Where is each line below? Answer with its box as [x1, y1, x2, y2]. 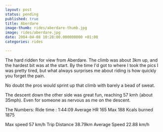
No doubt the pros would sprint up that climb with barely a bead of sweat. [5, 82, 156, 88]
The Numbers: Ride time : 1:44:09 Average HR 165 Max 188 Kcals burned [5, 106, 153, 112]
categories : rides [5, 39, 43, 44]
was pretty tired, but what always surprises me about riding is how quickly [5, 67, 157, 73]
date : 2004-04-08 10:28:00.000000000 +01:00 [5, 35, 98, 40]
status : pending [5, 12, 39, 17]
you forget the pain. [5, 72, 45, 79]
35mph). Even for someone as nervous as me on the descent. [5, 97, 131, 103]
